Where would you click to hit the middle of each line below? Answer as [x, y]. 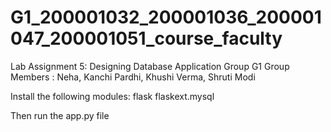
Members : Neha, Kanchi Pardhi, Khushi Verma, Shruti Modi [133, 77]
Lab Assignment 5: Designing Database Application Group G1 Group [150, 66]
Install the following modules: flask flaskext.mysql [112, 96]
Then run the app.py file [60, 115]
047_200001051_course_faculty [146, 38]
